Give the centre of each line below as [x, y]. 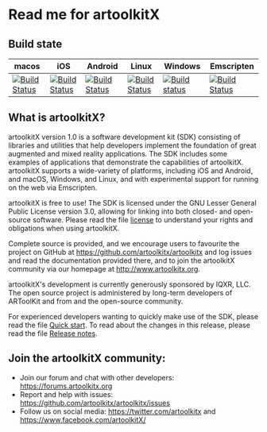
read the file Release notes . [53, 333]
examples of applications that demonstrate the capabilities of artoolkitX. [126, 162]
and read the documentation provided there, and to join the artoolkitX [122, 260]
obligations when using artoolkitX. [64, 228]
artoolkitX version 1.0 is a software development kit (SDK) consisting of [124, 137]
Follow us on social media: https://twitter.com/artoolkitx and [118, 411]
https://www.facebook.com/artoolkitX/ [83, 419]
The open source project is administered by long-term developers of [120, 292]
